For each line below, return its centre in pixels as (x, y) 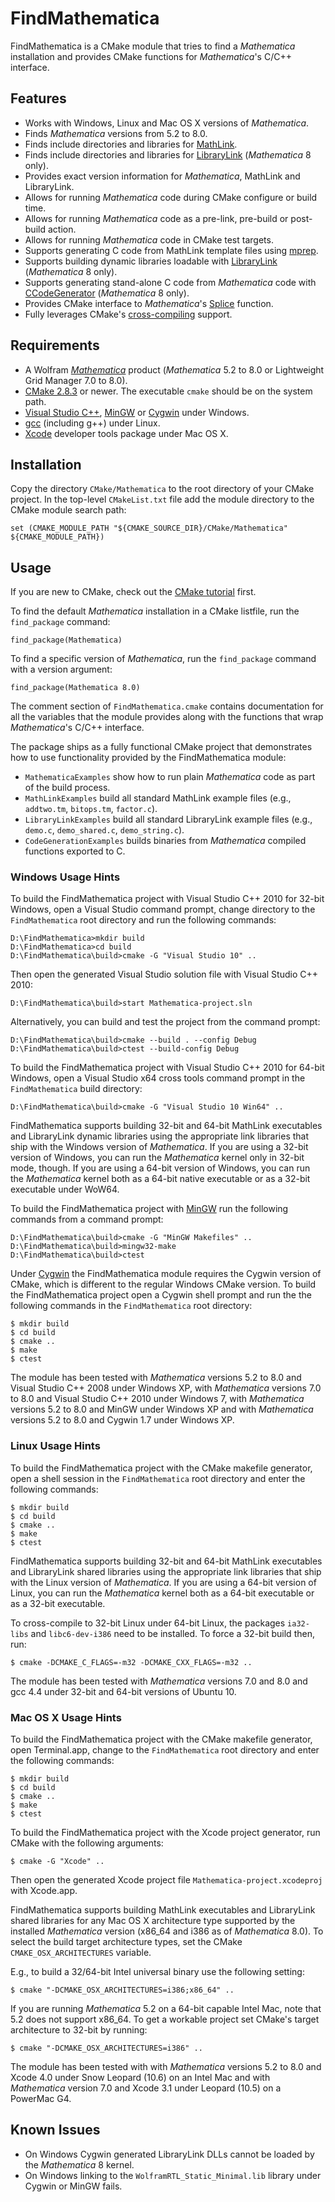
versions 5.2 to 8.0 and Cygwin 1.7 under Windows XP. (122, 1420)
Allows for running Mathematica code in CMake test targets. (149, 239)
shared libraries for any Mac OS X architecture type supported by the (153, 1921)
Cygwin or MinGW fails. (73, 2186)
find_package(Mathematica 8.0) (75, 688)
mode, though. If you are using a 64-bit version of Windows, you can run (160, 1168)
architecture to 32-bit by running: (79, 2030)
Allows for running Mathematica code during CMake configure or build (171, 197)
